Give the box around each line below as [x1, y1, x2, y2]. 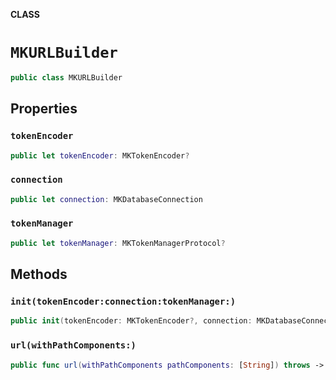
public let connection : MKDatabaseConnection [10, 194, 203, 204]
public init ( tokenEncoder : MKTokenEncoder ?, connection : [10, 316, 253, 326]
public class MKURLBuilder [10, 72, 123, 83]
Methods [10, 266, 68, 283]
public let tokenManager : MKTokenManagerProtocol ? [10, 238, 226, 248]
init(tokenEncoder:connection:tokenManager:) [10, 296, 237, 308]
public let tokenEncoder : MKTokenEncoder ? [10, 150, 190, 161]
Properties [10, 100, 78, 118]
